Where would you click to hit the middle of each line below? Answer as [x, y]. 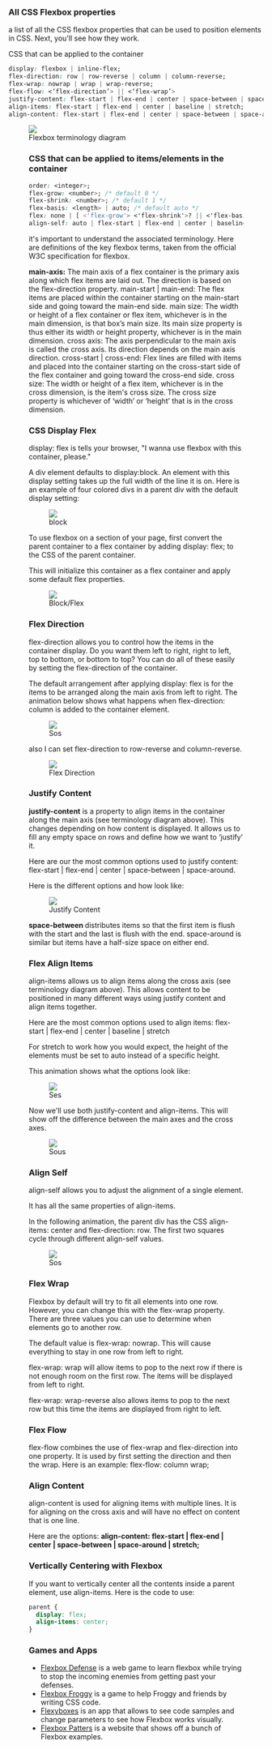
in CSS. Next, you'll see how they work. [74, 38]
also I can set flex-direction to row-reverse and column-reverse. [136, 749]
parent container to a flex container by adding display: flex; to [131, 546]
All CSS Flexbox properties [62, 12]
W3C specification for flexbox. [80, 256]
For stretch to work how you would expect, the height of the [128, 1047]
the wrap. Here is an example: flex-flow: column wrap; [119, 1465]
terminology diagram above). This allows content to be [119, 990]
